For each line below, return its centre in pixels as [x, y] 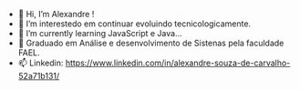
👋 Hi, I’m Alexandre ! [56, 14]
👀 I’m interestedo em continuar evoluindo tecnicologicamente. [134, 24]
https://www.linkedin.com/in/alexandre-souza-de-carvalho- [178, 63]
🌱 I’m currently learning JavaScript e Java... [100, 33]
